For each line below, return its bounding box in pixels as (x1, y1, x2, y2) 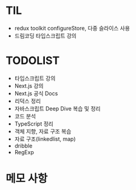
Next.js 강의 (14, 82, 44, 89)
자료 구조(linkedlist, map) (14, 135, 76, 143)
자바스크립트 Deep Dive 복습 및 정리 (14, 104, 101, 112)
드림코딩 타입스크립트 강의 (14, 32, 77, 39)
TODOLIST (5, 54, 60, 67)
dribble (14, 142, 33, 149)
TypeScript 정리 (14, 120, 54, 127)
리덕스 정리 (14, 97, 41, 104)
